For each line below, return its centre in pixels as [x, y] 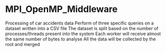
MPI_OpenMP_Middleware [61, 9]
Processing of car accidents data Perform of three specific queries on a [79, 23]
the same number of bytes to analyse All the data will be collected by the [80, 39]
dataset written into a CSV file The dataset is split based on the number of [82, 28]
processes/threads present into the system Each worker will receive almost [83, 33]
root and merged [23, 44]
